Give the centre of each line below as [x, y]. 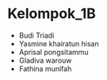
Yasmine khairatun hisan [59, 43]
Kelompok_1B [52, 14]
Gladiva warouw [45, 60]
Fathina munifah [45, 68]
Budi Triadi [36, 35]
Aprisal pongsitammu [53, 52]
